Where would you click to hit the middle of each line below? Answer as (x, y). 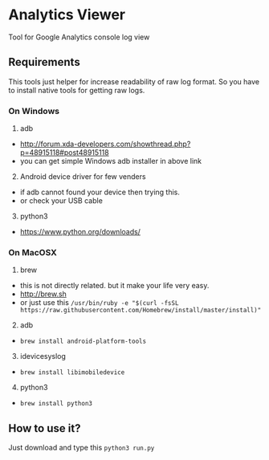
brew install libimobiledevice (72, 372)
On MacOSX (33, 252)
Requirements (44, 62)
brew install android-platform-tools (83, 342)
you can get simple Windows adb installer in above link (111, 161)
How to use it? (45, 428)
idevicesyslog (43, 356)
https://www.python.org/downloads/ (80, 232)
